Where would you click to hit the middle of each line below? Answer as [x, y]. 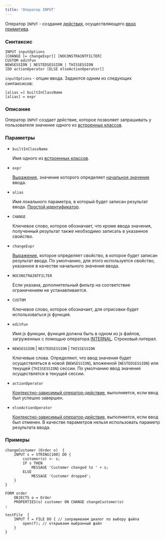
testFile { [17, 515]
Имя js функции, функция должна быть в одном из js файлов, [76, 333]
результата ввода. [31, 427]
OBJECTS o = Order [33, 498]
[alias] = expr [21, 96]
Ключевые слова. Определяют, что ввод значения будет [72, 358]
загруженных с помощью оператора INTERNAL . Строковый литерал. [84, 339]
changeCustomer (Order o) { [35, 450]
